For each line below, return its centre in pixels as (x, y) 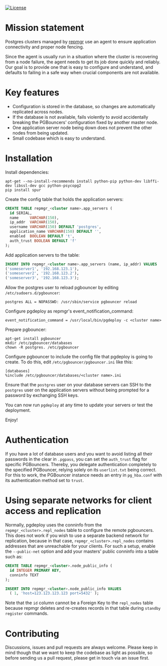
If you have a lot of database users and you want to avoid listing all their (79, 454)
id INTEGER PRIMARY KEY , (35, 570)
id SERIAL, (21, 213)
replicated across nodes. (38, 112)
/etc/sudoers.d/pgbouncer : (33, 293)
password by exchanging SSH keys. (42, 395)
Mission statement (45, 28)
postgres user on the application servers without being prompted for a (77, 390)
